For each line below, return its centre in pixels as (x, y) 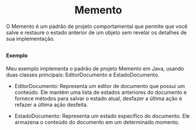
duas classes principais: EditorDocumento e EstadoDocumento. (83, 75)
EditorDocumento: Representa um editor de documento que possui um (100, 86)
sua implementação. (30, 38)
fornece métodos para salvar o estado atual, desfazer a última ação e (98, 98)
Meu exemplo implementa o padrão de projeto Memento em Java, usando (95, 68)
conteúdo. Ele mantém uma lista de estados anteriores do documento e (101, 92)
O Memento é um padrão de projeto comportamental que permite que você (97, 26)
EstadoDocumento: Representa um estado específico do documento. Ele (102, 116)
